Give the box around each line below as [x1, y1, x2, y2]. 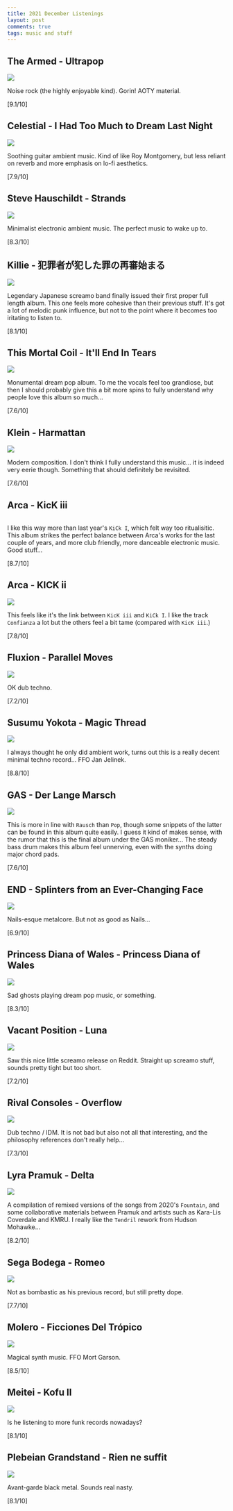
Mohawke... [7, 1223, 41, 1231]
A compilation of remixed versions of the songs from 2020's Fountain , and [7, 1201, 220, 1209]
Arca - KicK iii [7, 499, 68, 511]
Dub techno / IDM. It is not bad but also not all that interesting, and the [7, 1128, 208, 1137]
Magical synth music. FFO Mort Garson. [7, 1353, 121, 1361]
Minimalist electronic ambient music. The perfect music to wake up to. [7, 224, 208, 233]
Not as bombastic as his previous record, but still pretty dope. [7, 1288, 184, 1296]
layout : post [7, 17, 45, 24]
